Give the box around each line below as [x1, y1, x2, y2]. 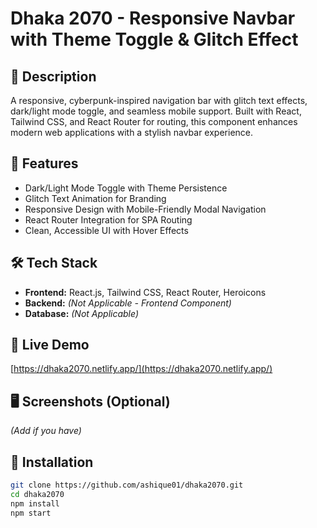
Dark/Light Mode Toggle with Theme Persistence [24, 182, 228, 194]
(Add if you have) [10, 425, 82, 437]
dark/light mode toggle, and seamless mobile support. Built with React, [10, 105, 302, 117]
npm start [10, 508, 52, 518]
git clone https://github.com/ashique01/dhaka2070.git [10, 480, 244, 491]
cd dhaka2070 [10, 489, 65, 499]
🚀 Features [10, 155, 79, 172]
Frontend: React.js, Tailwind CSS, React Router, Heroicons [24, 286, 267, 298]
